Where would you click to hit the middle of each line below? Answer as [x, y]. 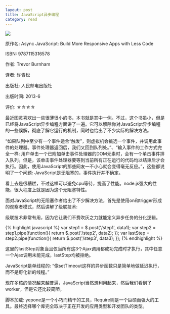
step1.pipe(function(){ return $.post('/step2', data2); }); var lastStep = [77, 233]
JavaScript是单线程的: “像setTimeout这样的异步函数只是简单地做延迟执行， [83, 266]
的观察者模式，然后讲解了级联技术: [41, 207]
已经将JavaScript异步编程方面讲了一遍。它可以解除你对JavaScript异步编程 [83, 124]
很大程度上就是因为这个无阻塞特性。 [52, 190]
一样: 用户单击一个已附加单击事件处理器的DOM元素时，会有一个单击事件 [85, 154]
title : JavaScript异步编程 [32, 15]
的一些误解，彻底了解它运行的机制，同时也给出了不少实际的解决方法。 [78, 130]
